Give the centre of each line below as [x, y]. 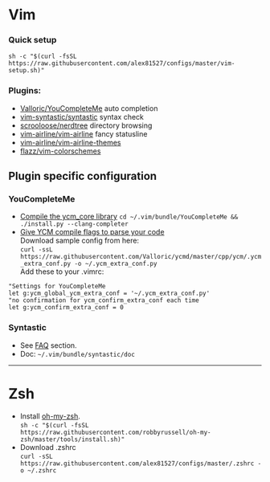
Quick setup [33, 40]
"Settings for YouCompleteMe [57, 287]
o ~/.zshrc [38, 470]
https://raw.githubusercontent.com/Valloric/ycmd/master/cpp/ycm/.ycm [141, 257]
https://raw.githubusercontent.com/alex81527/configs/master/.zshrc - [141, 464]
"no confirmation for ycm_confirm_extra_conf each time [104, 300]
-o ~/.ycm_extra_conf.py [116, 264]
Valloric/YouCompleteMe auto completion [89, 108]
